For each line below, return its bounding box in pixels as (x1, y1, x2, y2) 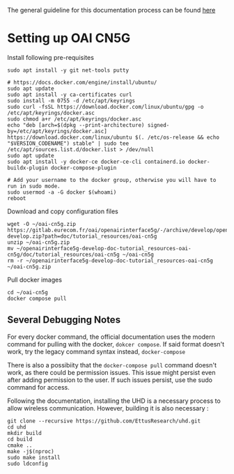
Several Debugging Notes (7, 314, 120, 326)
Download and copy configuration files (7, 207, 118, 215)
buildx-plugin (7, 164, 49, 171)
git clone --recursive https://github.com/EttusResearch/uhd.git (7, 418, 201, 425)
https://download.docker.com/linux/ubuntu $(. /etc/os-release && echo (7, 134, 219, 141)
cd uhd (7, 423, 26, 431)
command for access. (7, 383, 70, 391)
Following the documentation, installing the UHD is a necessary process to (7, 397, 221, 405)
